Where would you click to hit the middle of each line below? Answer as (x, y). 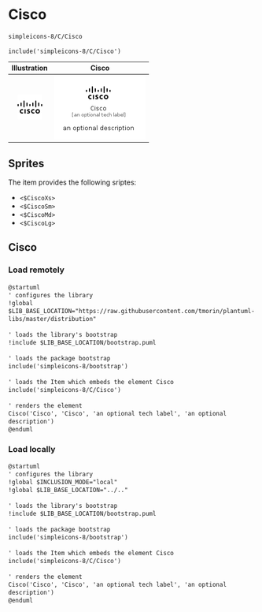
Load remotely (37, 270)
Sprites (26, 163)
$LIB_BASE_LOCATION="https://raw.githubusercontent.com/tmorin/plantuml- (132, 311)
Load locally (32, 449)
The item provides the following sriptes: (72, 182)
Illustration (30, 68)
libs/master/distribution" (52, 319)
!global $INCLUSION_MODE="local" (63, 482)
